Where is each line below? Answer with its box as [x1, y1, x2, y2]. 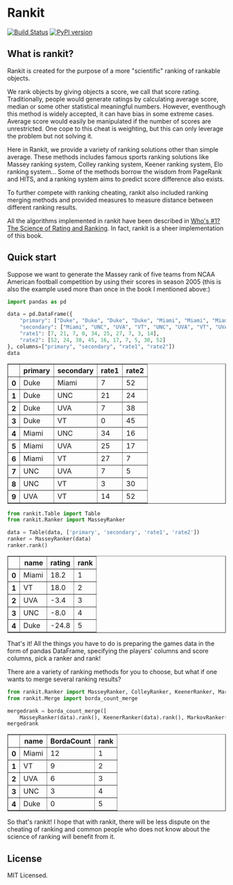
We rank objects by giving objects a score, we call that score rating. [7, 87, 201, 95]
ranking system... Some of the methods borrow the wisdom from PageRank [7, 167, 223, 175]
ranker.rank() [7, 542, 49, 549]
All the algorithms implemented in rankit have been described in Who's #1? [7, 216, 221, 225]
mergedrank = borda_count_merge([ [7, 708, 107, 715]
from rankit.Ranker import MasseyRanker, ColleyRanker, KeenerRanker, [7, 688, 216, 695]
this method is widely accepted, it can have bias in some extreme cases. [7, 109, 214, 118]
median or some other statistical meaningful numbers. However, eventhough [7, 102, 226, 111]
